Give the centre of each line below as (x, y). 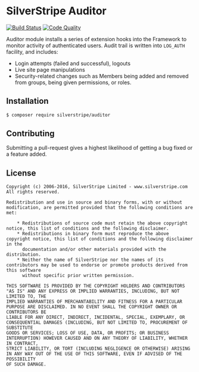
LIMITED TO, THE (26, 297)
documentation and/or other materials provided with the (94, 250)
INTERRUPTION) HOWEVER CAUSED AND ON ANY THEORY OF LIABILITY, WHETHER (97, 339)
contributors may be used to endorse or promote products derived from (97, 265)
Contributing (30, 133)
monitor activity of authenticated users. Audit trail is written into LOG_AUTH (96, 45)
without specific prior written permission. (78, 276)
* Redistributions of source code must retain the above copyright (102, 223)
